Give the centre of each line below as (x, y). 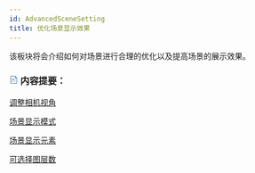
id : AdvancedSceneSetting (57, 19)
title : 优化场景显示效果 (50, 28)
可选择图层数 (32, 159)
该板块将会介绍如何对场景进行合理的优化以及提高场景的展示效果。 (130, 56)
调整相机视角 (32, 102)
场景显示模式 (32, 121)
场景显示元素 (32, 140)
